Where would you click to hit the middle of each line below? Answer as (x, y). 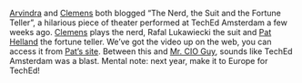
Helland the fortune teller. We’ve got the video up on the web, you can (141, 41)
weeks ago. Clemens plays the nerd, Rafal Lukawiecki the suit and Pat (141, 32)
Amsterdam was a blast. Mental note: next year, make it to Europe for (139, 61)
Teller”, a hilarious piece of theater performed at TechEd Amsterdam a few (149, 23)
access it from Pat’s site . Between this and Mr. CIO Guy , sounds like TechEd (151, 51)
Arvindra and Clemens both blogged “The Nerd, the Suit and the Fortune (146, 13)
